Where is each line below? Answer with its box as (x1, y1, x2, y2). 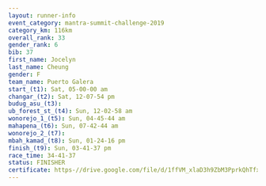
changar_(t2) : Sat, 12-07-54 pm (8, 93, 115, 101)
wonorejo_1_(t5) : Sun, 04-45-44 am (8, 115, 126, 123)
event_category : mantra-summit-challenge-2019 (8, 19, 165, 27)
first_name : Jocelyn (8, 56, 77, 64)
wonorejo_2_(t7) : (8, 129, 66, 137)
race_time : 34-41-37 (8, 151, 77, 159)
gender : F (8, 70, 41, 78)
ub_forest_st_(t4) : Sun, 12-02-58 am (8, 108, 133, 116)
